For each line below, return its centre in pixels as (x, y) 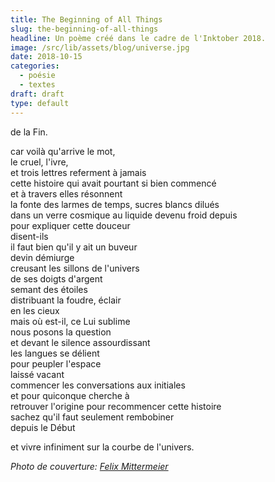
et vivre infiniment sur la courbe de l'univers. (102, 447)
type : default (40, 103)
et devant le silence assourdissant (80, 342)
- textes (37, 85)
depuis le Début (43, 427)
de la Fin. (29, 132)
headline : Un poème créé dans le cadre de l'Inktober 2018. (138, 38)
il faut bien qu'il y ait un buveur (74, 247)
